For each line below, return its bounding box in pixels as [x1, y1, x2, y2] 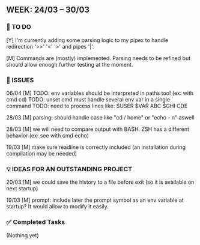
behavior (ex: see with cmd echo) [6, 132, 89, 139]
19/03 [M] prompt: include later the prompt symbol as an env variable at [6, 196, 184, 204]
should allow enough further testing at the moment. [6, 61, 133, 68]
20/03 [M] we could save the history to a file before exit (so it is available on [6, 178, 195, 186]
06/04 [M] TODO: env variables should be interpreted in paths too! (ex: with [6, 89, 194, 97]
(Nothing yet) [6, 231, 39, 239]
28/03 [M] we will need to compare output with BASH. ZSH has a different [6, 126, 189, 133]
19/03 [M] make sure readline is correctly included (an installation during [6, 144, 186, 151]
